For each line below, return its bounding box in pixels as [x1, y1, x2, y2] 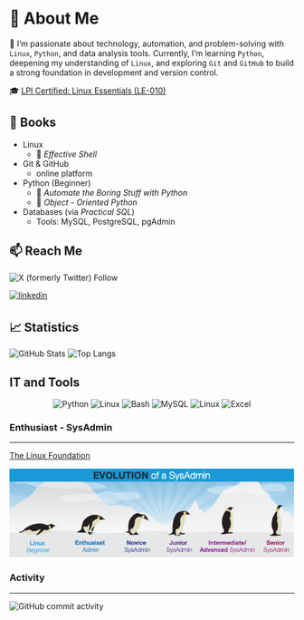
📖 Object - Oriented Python [35, 197, 138, 208]
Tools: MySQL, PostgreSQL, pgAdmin [35, 216, 176, 227]
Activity [9, 571, 45, 584]
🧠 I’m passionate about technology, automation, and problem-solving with [9, 38, 285, 49]
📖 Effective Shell [35, 149, 98, 160]
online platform [35, 168, 93, 179]
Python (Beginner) [22, 177, 91, 189]
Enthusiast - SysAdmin [9, 421, 113, 434]
